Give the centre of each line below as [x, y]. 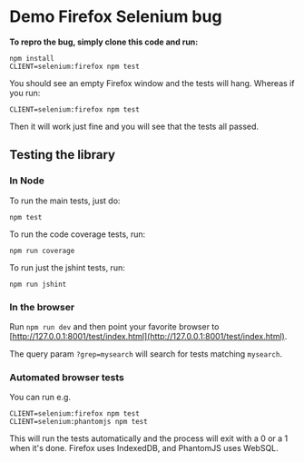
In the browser [42, 307]
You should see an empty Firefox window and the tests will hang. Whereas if [152, 83]
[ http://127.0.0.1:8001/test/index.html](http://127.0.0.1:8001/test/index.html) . [148, 336]
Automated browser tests [67, 377]
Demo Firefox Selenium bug [116, 17]
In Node [27, 181]
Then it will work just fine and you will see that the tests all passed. [134, 126]
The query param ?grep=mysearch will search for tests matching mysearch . [146, 354]
